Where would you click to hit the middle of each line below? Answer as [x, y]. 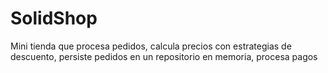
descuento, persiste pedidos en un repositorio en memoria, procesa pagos [164, 56]
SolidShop [54, 18]
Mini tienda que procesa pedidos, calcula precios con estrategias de [151, 46]
